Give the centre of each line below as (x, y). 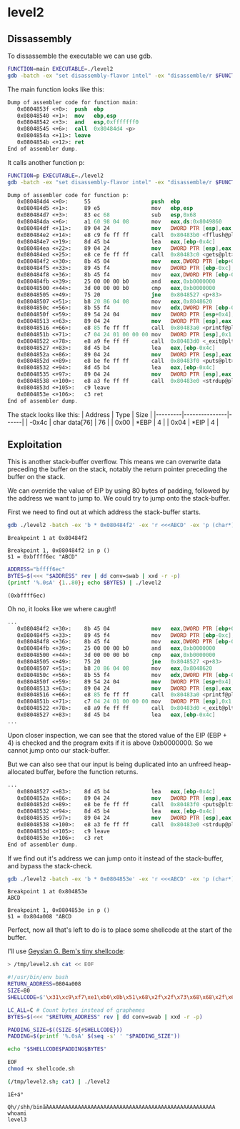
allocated (21, 771)
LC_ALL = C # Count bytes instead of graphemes (76, 1010)
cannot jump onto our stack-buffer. (59, 750)
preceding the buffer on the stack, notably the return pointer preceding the (117, 469)
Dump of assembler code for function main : (73, 102)
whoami (17, 1113)
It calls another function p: (46, 162)
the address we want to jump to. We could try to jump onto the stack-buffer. (119, 498)
